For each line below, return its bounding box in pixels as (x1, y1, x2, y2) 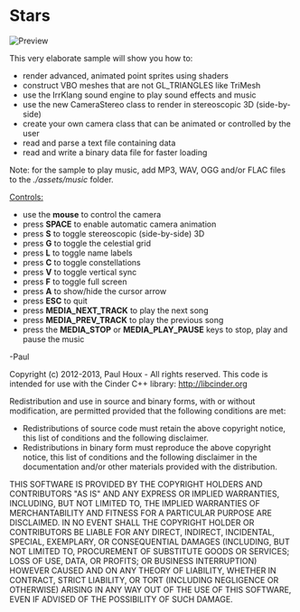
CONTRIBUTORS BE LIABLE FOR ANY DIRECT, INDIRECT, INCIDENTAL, (9, 526, 276, 537)
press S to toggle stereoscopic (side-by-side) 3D (22, 227, 205, 239)
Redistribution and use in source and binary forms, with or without (9, 395, 256, 406)
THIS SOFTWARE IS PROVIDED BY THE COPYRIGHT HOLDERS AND (9, 478, 264, 489)
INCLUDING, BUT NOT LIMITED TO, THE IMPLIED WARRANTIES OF (9, 497, 260, 508)
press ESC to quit (22, 295, 88, 306)
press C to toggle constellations (22, 256, 142, 267)
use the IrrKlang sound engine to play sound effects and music (22, 89, 257, 100)
